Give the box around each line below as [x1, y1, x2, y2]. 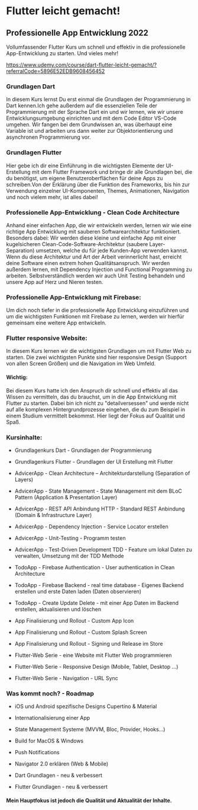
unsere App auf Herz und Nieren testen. [6, 278, 103, 285]
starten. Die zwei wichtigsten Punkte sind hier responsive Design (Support [6, 354, 187, 361]
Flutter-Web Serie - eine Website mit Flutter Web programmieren [14, 651, 173, 659]
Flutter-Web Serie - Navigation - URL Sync [14, 674, 118, 681]
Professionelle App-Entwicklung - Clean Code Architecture [6, 208, 180, 216]
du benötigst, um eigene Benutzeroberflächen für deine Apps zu [6, 174, 164, 181]
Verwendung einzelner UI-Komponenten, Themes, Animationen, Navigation [6, 187, 190, 194]
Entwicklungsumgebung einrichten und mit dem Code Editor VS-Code [6, 114, 177, 122]
